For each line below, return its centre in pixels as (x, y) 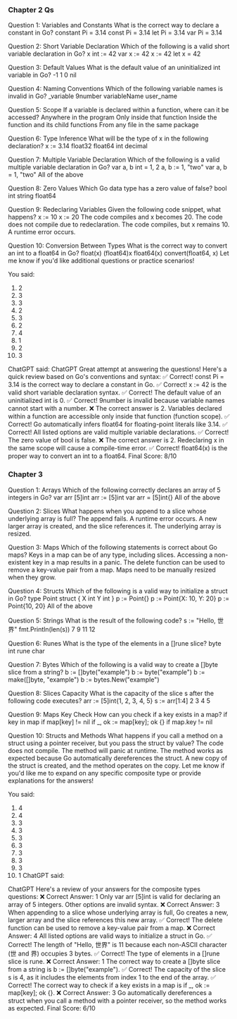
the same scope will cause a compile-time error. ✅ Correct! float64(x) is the (118, 448)
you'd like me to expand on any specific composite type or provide (105, 773)
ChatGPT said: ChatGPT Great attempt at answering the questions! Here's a (117, 369)
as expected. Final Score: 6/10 (52, 1008)
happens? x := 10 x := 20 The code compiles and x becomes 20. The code (116, 217)
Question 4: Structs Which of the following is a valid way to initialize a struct (118, 591)
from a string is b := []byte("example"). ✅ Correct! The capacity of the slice (117, 969)
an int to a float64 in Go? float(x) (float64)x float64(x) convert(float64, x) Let (118, 253)
